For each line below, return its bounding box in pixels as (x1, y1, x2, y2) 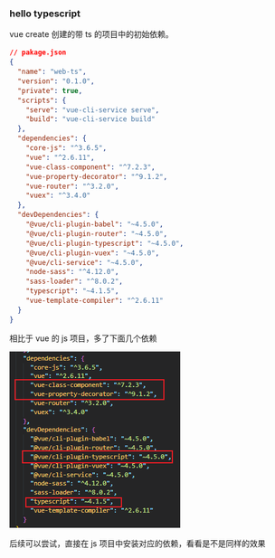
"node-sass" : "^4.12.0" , (25, 268, 119, 277)
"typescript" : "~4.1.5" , (25, 287, 119, 296)
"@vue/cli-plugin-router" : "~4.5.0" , (25, 229, 168, 238)
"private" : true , (17, 86, 83, 95)
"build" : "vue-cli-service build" (25, 115, 156, 124)
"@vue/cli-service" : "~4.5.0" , (25, 258, 144, 267)
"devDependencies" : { (17, 211, 100, 220)
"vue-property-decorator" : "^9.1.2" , (25, 172, 168, 181)
